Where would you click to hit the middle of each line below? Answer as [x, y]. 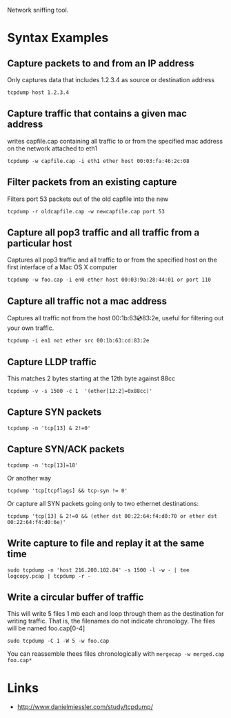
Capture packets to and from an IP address [101, 63]
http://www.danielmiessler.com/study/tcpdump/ [85, 707]
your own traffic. [31, 328]
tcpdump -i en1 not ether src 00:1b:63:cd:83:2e [78, 341]
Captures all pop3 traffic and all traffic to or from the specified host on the [112, 260]
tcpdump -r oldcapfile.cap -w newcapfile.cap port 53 [86, 211]
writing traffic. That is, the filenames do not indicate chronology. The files [111, 621]
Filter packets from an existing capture [92, 182]
